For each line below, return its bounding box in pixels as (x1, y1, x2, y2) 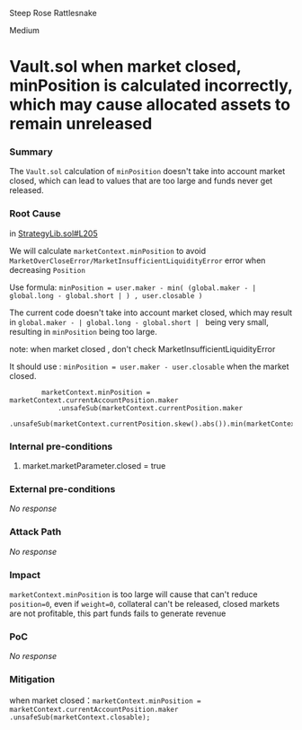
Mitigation (9, 673, 56, 686)
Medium (9, 25, 40, 35)
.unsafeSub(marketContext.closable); (9, 713, 151, 722)
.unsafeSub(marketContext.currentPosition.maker (57, 403, 244, 412)
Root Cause (9, 207, 61, 220)
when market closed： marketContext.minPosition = (9, 695, 201, 706)
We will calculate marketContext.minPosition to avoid (9, 245, 207, 256)
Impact (9, 568, 41, 581)
